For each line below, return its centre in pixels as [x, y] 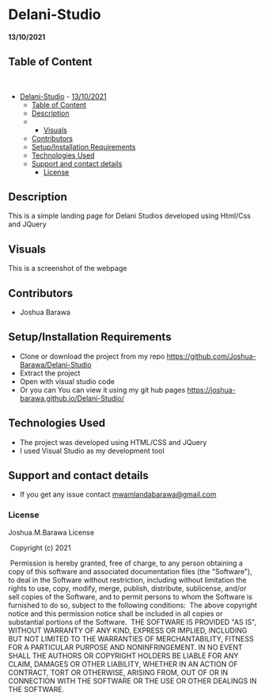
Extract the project [50, 373]
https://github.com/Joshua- [212, 356]
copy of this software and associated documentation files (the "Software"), [131, 571]
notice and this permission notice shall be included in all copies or [115, 613]
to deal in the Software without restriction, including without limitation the [127, 580]
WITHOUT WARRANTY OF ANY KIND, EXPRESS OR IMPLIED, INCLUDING [128, 630]
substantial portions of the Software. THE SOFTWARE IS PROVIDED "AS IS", [132, 622]
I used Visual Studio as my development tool [92, 451]
